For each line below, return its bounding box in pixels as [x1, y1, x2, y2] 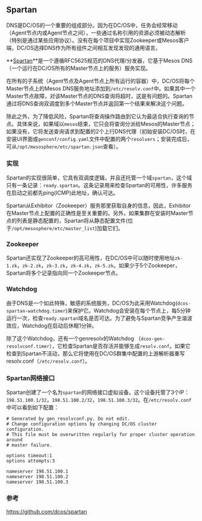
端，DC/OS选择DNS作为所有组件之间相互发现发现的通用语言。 [6, 44, 161, 51]
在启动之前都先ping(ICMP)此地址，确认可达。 [6, 189, 119, 196]
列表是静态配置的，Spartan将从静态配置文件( [16, 217, 128, 225]
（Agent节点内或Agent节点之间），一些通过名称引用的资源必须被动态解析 [6, 29, 186, 36]
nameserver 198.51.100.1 [6, 469, 69, 475]
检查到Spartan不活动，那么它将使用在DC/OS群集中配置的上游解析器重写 [6, 349, 185, 357]
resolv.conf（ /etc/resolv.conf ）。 [6, 357, 91, 364]
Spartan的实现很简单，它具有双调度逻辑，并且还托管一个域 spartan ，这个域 [6, 174, 192, 181]
